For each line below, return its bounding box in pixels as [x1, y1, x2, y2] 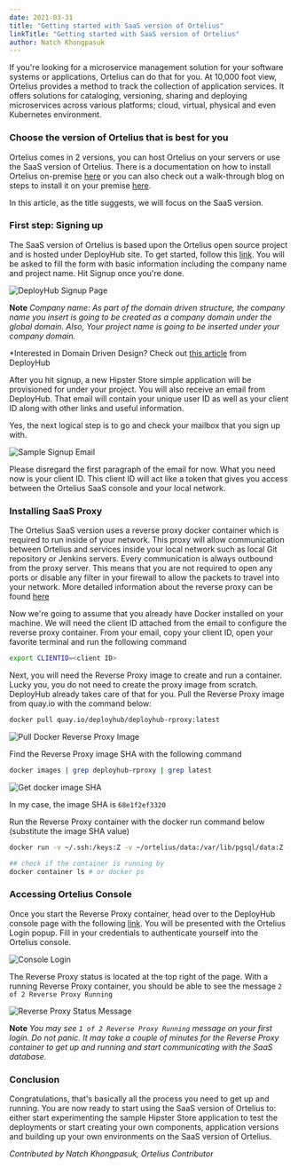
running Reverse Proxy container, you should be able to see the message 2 [9, 981, 282, 991]
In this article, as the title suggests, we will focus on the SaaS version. [9, 197, 264, 208]
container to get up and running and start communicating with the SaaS [9, 1041, 273, 1053]
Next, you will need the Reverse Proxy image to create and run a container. [9, 670, 282, 680]
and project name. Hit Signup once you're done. [9, 267, 184, 278]
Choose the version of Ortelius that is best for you [9, 131, 229, 144]
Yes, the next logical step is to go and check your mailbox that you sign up [9, 419, 281, 431]
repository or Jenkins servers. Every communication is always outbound [9, 553, 273, 564]
